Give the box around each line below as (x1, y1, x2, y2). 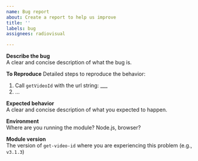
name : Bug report (6, 8, 50, 15)
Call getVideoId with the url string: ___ (14, 82, 108, 89)
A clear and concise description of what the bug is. (6, 59, 132, 66)
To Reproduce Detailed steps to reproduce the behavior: (6, 70, 145, 78)
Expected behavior (6, 100, 54, 107)
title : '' (6, 20, 31, 26)
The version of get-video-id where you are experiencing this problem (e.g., (6, 142, 193, 149)
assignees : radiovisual (6, 31, 66, 37)
